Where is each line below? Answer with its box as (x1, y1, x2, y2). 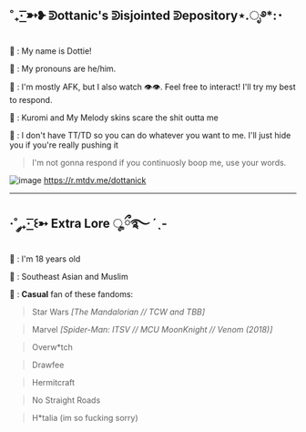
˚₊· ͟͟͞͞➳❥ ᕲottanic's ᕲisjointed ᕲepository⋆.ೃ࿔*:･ (9, 8, 284, 24)
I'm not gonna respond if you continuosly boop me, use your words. (31, 157, 287, 168)
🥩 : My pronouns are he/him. (9, 63, 117, 74)
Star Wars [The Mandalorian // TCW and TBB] (31, 306, 206, 317)
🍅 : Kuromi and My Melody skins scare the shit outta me (9, 112, 219, 123)
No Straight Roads (31, 395, 101, 406)
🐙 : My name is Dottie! (9, 45, 93, 57)
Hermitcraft (31, 376, 76, 387)
